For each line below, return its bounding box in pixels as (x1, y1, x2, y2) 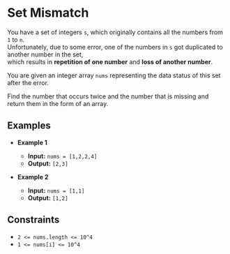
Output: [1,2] (27, 193, 68, 202)
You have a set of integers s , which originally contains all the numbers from (7, 28, 223, 36)
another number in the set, (7, 50, 84, 59)
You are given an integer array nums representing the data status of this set (7, 71, 221, 80)
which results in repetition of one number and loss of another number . (7, 57, 213, 66)
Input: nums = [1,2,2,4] (27, 151, 98, 160)
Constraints (7, 214, 60, 226)
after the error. (7, 78, 49, 87)
